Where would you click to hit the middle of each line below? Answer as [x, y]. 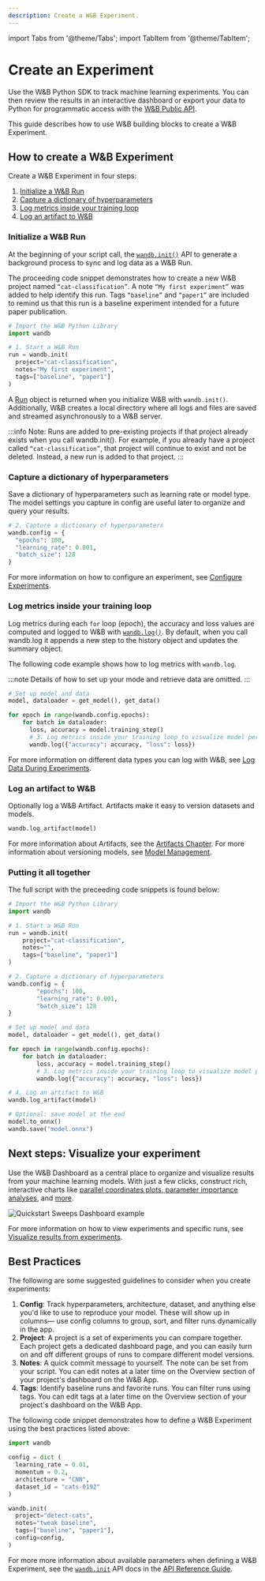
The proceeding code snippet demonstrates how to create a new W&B [122, 278]
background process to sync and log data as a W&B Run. [101, 262]
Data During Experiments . [50, 768]
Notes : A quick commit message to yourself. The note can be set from [134, 1363]
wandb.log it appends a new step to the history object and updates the [123, 640]
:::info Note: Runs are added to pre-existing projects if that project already [128, 431]
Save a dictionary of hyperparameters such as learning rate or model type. [129, 494]
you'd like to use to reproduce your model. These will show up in [125, 1312]
